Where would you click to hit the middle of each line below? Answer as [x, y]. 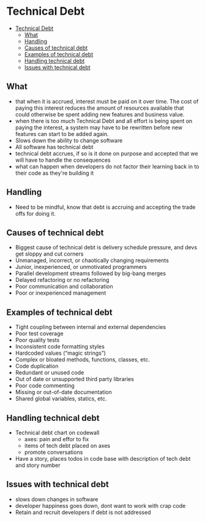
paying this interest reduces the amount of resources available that [99, 108]
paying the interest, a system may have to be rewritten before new [99, 127]
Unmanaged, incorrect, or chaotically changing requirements [92, 260]
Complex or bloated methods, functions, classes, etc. [82, 360]
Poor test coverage [39, 334]
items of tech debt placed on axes [67, 446]
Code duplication [37, 366]
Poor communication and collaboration [64, 287]
